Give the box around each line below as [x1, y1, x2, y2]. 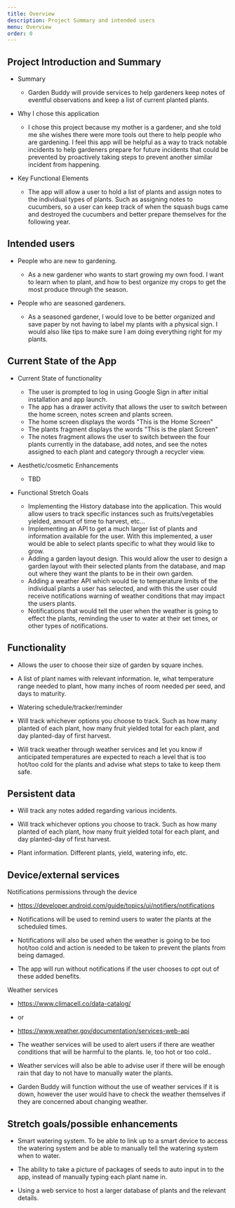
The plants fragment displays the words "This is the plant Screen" [27, 425, 219, 433]
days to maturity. [17, 689, 67, 697]
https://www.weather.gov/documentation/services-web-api [17, 1026, 189, 1035]
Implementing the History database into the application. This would [27, 502, 222, 510]
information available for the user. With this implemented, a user [27, 532, 213, 540]
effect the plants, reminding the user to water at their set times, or [27, 613, 218, 623]
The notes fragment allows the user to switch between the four [27, 432, 210, 440]
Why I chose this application [17, 110, 100, 118]
